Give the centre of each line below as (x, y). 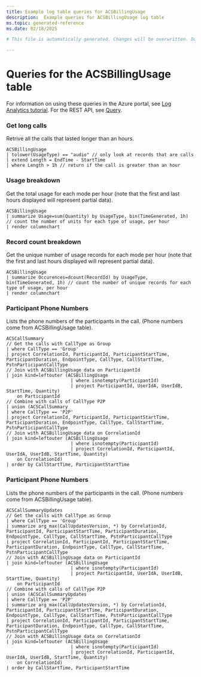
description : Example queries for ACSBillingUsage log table (85, 17)
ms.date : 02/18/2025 (32, 29)
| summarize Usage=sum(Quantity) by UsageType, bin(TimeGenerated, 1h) (97, 216)
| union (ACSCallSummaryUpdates (46, 594)
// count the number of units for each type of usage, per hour (88, 221)
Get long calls (27, 125)
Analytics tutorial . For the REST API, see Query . (64, 110)
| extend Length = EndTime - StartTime (56, 160)
